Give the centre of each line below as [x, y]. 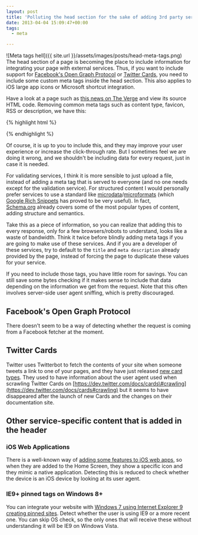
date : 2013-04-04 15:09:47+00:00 [47, 22]
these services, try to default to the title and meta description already [93, 250]
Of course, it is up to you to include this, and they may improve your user [94, 145]
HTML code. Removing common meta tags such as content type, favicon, [95, 105]
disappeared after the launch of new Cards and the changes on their [89, 396]
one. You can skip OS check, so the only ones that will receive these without [99, 519]
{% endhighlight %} [30, 134]
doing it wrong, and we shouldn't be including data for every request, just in [98, 158]
